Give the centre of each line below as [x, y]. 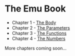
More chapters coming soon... [36, 48]
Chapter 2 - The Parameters [41, 27]
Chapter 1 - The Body [34, 22]
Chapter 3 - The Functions [39, 33]
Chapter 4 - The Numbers [38, 38]
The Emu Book [35, 9]
